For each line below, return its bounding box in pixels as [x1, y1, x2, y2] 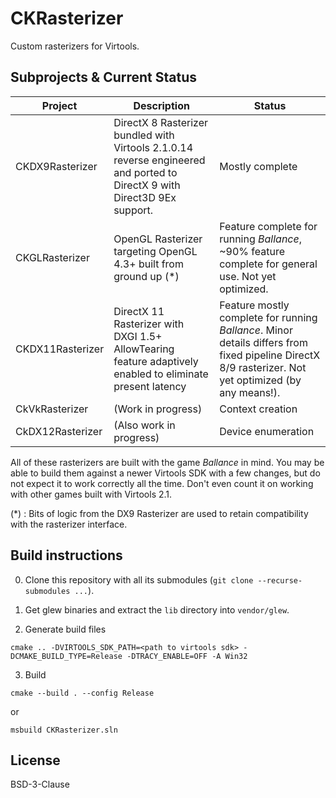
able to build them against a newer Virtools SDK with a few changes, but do [10, 467, 321, 479]
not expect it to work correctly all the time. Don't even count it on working [10, 477, 314, 489]
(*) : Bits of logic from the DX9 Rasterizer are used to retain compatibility [10, 507, 309, 519]
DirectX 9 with [113, 178, 181, 192]
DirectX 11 [113, 304, 165, 318]
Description [133, 98, 190, 112]
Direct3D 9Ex [113, 190, 177, 204]
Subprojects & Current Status [10, 69, 197, 86]
